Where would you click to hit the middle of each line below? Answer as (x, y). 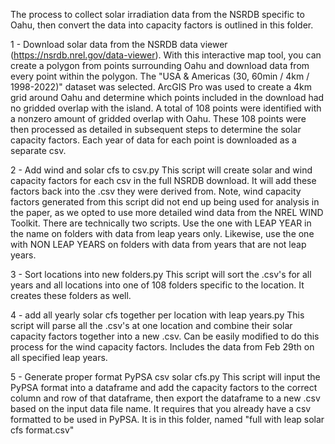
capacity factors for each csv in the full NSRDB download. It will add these (163, 180)
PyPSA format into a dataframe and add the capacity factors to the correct (164, 387)
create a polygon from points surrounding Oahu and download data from (160, 65)
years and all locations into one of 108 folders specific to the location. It (157, 285)
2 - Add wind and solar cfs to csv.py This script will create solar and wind (161, 170)
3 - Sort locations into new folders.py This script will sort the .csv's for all (161, 274)
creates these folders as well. (71, 295)
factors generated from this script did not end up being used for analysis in (165, 202)
